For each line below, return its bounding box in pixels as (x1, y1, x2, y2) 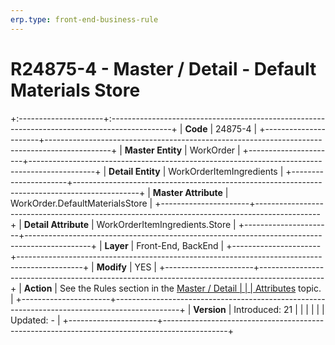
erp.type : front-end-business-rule (10, 14, 159, 25)
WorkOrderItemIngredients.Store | (96, 218, 237, 230)
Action (23, 282, 53, 294)
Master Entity (124, 144, 183, 156)
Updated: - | (10, 314, 61, 326)
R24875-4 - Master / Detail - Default (10, 57, 317, 80)
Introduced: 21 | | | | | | (233, 303, 325, 315)
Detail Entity (108, 165, 161, 177)
